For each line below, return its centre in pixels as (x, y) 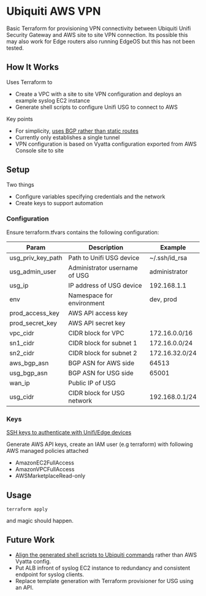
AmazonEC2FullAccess (45, 463)
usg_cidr (22, 396)
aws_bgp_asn (29, 363)
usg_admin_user (33, 272)
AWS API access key (98, 313)
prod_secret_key (33, 323)
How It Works (33, 67)
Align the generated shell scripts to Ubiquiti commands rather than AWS (106, 555)
